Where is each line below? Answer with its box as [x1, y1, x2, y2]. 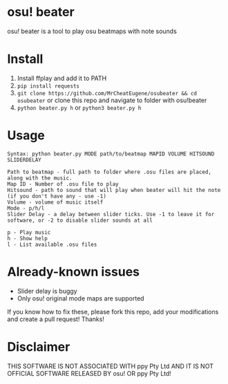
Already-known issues [7, 264, 140, 280]
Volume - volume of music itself [7, 198, 104, 206]
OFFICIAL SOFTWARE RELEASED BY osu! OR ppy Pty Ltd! [7, 369, 171, 377]
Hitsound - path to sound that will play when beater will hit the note [7, 186, 221, 193]
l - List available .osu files [7, 241, 97, 248]
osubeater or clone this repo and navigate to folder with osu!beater [17, 96, 207, 104]
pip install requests [17, 82, 79, 90]
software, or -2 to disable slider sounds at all [7, 217, 153, 224]
